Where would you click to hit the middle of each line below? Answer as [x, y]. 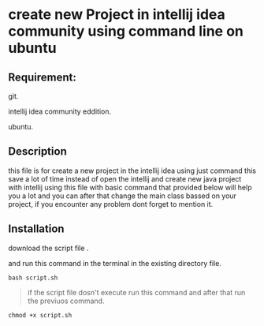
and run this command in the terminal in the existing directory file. [115, 263]
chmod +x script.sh [40, 315]
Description [37, 152]
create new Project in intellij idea [117, 15]
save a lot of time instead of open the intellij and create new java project [125, 178]
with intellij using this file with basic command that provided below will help [130, 187]
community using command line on [126, 31]
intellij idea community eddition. [60, 111]
